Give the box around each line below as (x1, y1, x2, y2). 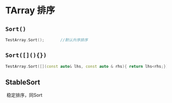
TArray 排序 (5, 5, 55, 16)
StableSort (5, 78, 40, 87)
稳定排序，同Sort (6, 92, 42, 98)
